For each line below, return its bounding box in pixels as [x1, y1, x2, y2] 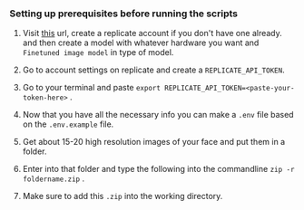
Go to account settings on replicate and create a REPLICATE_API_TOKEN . [22, 64, 285, 75]
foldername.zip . [22, 173, 85, 184]
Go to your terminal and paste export [22, 82, 162, 93]
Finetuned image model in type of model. [22, 47, 174, 58]
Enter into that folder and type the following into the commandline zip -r [22, 164, 295, 175]
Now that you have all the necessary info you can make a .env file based [22, 110, 294, 120]
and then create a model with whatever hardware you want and [22, 37, 260, 48]
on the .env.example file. [22, 119, 114, 129]
